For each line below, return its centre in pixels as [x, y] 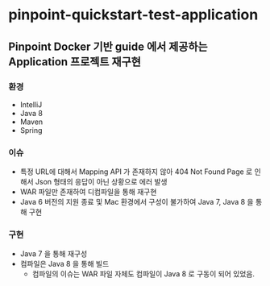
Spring [31, 130]
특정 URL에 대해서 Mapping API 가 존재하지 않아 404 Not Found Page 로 [136, 172]
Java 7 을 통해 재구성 [54, 254]
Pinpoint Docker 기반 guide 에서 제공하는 [108, 46]
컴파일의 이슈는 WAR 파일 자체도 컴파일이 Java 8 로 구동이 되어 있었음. [143, 274]
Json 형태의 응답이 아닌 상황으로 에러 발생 [101, 182]
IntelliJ [31, 104]
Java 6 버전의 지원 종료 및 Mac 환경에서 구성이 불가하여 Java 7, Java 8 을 [137, 202]
